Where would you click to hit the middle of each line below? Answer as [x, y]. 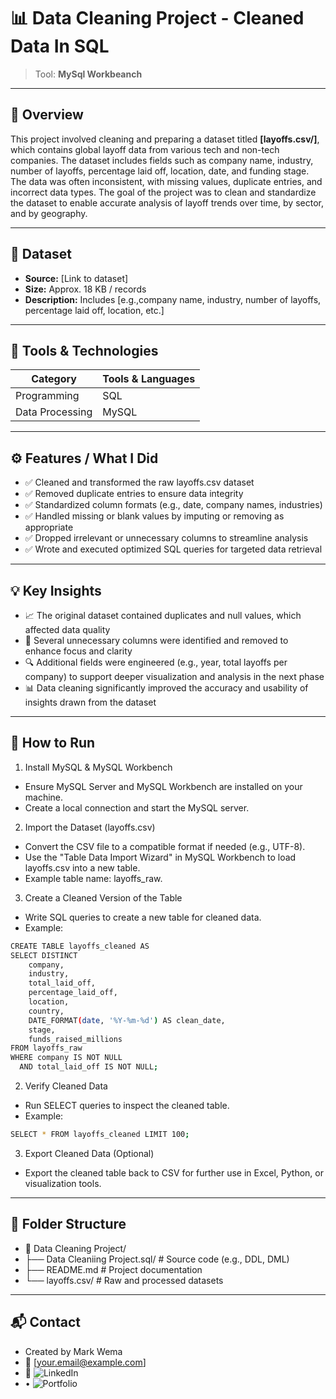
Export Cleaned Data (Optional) [89, 1153]
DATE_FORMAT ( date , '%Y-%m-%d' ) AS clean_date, [127, 1020]
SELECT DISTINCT [44, 955]
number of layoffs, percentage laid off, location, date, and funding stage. [160, 171]
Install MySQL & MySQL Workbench [98, 767]
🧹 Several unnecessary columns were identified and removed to [156, 640]
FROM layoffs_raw [46, 1048]
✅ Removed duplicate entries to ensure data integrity [134, 494]
